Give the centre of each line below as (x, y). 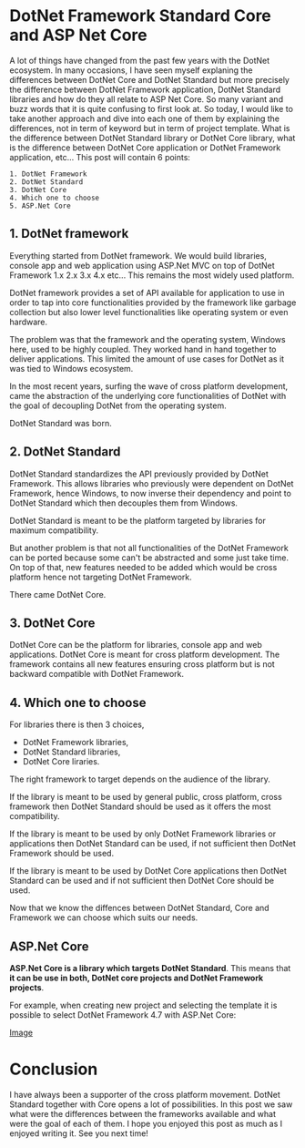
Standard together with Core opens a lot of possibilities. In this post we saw (151, 1104)
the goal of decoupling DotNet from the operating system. (118, 405)
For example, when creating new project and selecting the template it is (143, 1005)
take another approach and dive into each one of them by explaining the (145, 118)
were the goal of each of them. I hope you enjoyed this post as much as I (146, 1123)
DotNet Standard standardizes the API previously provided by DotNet (139, 474)
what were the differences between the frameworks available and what (142, 1113)
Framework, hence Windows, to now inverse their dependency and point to (150, 493)
